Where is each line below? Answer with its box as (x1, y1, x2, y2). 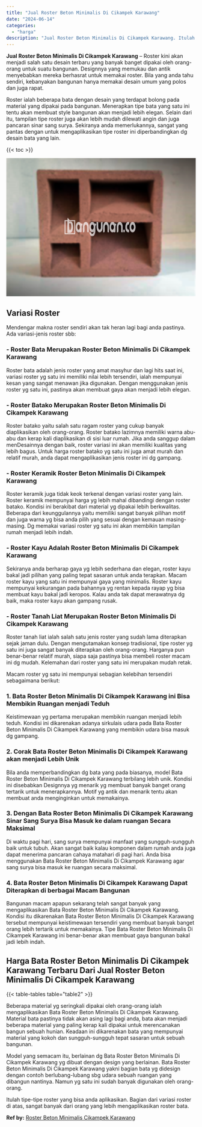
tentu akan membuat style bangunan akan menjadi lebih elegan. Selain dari (6, 109, 192, 116)
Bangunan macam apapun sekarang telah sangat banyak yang (6, 900, 161, 907)
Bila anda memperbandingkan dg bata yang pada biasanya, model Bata (6, 769, 183, 776)
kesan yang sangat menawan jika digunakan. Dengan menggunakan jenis (6, 379, 188, 387)
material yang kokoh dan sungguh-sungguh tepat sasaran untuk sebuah (6, 1034, 185, 1041)
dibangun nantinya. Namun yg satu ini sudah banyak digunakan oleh (6, 1078, 176, 1085)
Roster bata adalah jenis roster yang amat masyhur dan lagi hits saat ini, (6, 366, 185, 373)
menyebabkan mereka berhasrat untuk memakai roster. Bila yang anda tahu (6, 72, 194, 79)
